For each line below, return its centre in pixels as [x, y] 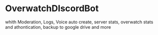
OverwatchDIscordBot [52, 9]
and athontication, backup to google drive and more [58, 27]
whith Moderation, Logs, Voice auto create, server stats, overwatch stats [79, 22]
